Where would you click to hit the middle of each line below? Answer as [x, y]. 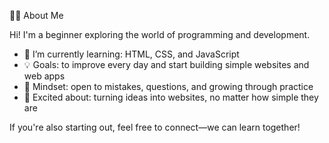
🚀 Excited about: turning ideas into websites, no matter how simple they [171, 97]
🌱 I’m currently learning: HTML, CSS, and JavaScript [131, 54]
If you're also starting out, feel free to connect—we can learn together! [155, 127]
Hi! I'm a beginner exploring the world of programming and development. [160, 34]
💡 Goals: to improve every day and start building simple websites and [166, 64]
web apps [44, 76]
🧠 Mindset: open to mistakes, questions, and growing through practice [168, 86]
